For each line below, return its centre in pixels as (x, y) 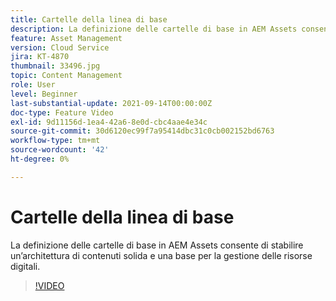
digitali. (25, 266)
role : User (33, 85)
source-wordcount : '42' (60, 150)
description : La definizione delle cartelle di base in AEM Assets (154, 29)
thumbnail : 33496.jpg (55, 66)
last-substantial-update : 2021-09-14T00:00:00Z (111, 103)
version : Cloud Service (60, 47)
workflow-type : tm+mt (55, 141)
